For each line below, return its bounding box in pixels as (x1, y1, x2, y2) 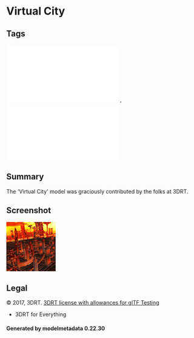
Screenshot (6, 205, 52, 216)
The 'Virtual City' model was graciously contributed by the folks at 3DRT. (6, 188, 189, 195)
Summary (6, 172, 44, 182)
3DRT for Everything (15, 311, 67, 318)
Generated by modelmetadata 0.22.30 (6, 325, 105, 332)
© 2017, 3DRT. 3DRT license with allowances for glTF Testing (6, 299, 159, 306)
